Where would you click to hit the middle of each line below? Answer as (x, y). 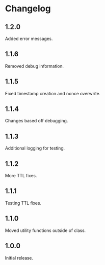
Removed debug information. (34, 66)
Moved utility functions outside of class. (45, 230)
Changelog (28, 9)
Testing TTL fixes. (23, 203)
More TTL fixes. (21, 176)
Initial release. (19, 258)
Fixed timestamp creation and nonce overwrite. (53, 93)
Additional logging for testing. (35, 148)
